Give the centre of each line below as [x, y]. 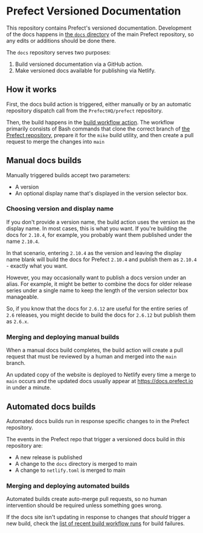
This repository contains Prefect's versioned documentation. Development [99, 28]
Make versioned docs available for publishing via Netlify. [85, 70]
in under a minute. [29, 387]
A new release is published [49, 457]
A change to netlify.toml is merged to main [70, 470]
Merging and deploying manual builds [63, 337]
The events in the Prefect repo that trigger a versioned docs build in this [96, 439]
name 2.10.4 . [23, 241]
